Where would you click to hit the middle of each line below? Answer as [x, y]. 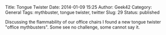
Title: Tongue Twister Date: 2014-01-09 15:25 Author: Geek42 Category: [79, 7]
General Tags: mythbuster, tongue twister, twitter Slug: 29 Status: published [83, 12]
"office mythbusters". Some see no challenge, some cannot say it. [73, 27]
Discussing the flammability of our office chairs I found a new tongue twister [83, 22]
